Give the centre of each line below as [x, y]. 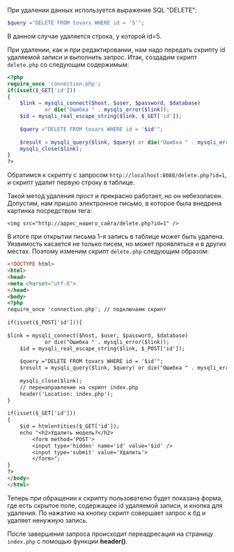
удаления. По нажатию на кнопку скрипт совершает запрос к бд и [107, 513]
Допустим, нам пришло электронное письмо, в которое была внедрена [115, 203]
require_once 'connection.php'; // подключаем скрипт [87, 310]
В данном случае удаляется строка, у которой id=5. [85, 36]
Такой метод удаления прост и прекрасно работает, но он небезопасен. [115, 196]
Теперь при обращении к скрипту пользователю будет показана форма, [115, 498]
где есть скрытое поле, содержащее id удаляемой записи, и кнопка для [115, 505]
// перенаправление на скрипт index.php [79, 387]
